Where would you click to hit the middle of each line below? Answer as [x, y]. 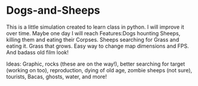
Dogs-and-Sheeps [53, 10]
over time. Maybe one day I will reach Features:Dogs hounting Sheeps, [93, 33]
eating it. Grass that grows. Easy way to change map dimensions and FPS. [98, 46]
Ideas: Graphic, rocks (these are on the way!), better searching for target [96, 64]
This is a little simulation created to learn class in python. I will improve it [95, 27]
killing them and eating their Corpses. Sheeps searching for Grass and [93, 39]
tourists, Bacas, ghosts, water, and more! [57, 76]
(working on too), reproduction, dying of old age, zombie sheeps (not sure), [99, 70]
